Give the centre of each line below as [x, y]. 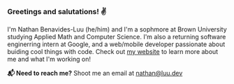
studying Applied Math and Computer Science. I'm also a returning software [117, 37]
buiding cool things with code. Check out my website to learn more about [113, 52]
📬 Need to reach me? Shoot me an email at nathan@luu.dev [95, 73]
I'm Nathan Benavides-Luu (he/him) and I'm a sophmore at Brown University [117, 29]
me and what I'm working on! [49, 59]
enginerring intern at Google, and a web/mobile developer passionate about [116, 44]
